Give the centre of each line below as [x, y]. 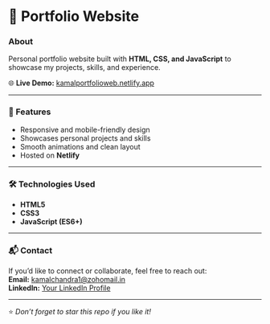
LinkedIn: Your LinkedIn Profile [59, 288]
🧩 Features [30, 112]
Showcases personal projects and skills [85, 138]
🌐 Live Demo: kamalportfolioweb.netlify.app [82, 83]
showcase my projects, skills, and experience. [84, 68]
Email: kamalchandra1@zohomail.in [67, 280]
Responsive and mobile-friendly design [85, 129]
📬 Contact [31, 250]
